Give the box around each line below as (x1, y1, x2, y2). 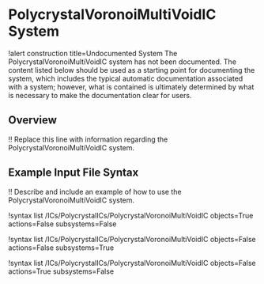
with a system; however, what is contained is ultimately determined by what (8, 81, 255, 92)
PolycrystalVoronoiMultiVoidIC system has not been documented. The (8, 57, 237, 66)
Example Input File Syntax (8, 166, 139, 180)
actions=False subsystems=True (8, 243, 115, 252)
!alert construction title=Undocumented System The (8, 48, 178, 58)
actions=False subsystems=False (8, 219, 117, 229)
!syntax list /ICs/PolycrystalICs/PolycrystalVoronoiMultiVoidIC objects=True (8, 210, 254, 220)
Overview (8, 113, 58, 127)
